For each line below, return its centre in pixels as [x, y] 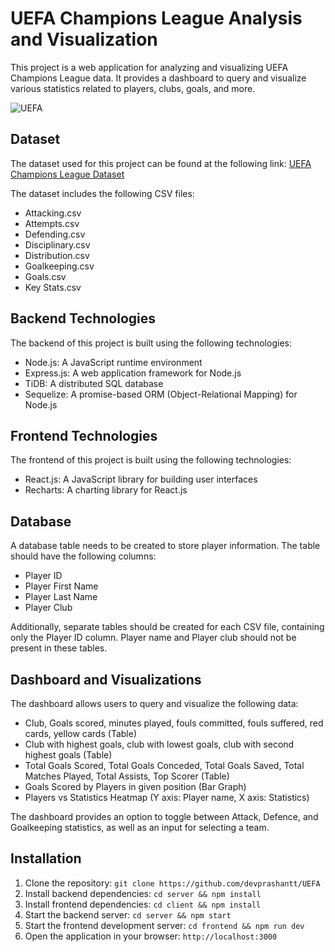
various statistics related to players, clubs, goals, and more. [133, 88]
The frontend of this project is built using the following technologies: [151, 460]
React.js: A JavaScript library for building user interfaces [141, 479]
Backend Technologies [83, 318]
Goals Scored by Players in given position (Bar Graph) [135, 786]
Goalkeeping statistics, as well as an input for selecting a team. [140, 827]
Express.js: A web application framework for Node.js [133, 373]
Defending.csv [55, 234]
